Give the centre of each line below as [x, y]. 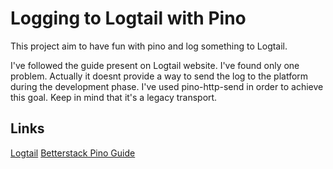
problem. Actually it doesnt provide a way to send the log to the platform [159, 76]
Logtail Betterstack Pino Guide [73, 153]
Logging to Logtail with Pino [128, 18]
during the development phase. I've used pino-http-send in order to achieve [167, 86]
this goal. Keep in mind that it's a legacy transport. [114, 97]
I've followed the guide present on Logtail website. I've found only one [155, 65]
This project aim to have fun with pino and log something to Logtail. [149, 46]
